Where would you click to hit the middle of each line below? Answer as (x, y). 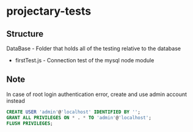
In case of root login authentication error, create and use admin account (97, 94)
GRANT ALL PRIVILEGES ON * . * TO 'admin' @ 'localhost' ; (79, 117)
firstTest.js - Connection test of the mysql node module (85, 60)
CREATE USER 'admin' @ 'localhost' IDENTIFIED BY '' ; (73, 112)
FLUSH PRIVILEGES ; (30, 123)
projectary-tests (49, 11)
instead (16, 101)
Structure (25, 34)
